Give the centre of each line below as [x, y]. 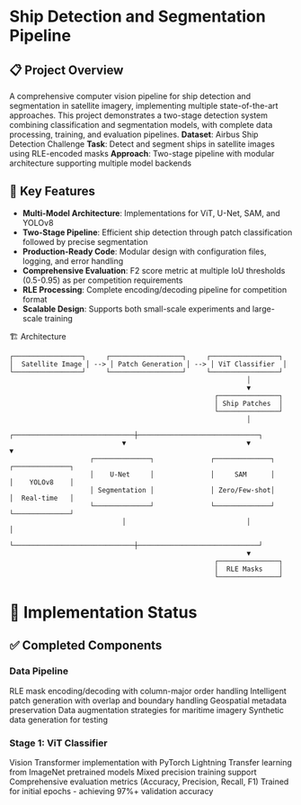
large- [264, 309]
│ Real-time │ [42, 498]
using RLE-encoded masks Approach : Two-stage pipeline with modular [142, 154]
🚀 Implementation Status [103, 612]
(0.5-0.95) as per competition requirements [102, 280]
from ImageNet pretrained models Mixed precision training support [133, 772]
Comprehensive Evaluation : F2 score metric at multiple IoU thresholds [154, 270]
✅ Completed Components [86, 646]
